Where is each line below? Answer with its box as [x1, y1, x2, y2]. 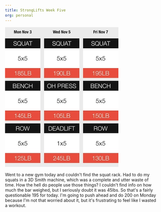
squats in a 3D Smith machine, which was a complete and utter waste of [5, 177, 149, 183]
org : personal [5, 13, 34, 18]
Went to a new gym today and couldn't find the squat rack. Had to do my [5, 171, 150, 177]
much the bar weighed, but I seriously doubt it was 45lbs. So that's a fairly [5, 187, 153, 193]
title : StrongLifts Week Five [5, 8, 66, 13]
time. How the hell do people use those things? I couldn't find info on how [5, 182, 152, 188]
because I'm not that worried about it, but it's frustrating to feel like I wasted [5, 197, 156, 203]
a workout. [5, 202, 27, 208]
